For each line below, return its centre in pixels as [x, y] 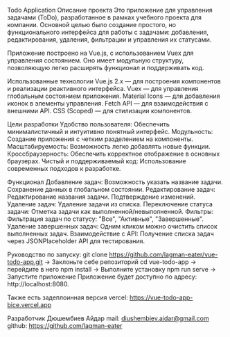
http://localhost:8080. [38, 284]
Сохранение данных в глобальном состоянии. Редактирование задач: [112, 189]
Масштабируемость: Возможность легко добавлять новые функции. [109, 146]
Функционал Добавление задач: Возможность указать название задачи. [115, 182]
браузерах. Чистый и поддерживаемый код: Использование [97, 161]
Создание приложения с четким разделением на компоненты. [100, 139]
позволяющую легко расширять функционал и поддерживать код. [106, 68]
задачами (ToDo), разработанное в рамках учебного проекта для [105, 17]
